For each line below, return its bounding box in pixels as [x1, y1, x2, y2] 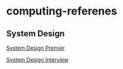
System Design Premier [6, 44, 65, 51]
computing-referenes [6, 4, 118, 18]
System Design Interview [6, 56, 68, 63]
